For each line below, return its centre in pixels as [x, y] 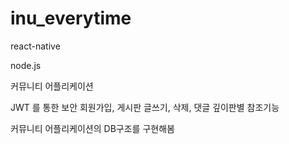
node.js [26, 65]
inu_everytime [71, 18]
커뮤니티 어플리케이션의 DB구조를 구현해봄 [92, 128]
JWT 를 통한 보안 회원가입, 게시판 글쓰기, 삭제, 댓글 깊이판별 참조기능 [145, 107]
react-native [35, 46]
